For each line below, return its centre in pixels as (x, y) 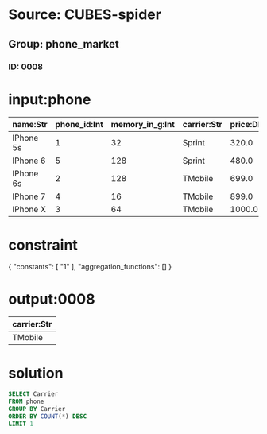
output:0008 (52, 299)
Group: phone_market (64, 44)
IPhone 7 (29, 196)
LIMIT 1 (21, 424)
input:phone (50, 99)
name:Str (30, 125)
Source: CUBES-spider (85, 15)
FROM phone (26, 402)
